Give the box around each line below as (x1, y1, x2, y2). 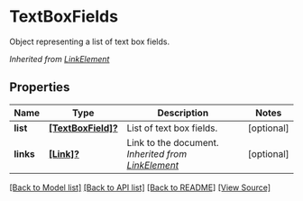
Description (157, 106, 209, 119)
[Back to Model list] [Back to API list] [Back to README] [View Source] (9, 182, 271, 193)
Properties (9, 79, 70, 96)
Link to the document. (126, 136, 219, 149)
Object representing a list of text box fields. (9, 36, 170, 47)
